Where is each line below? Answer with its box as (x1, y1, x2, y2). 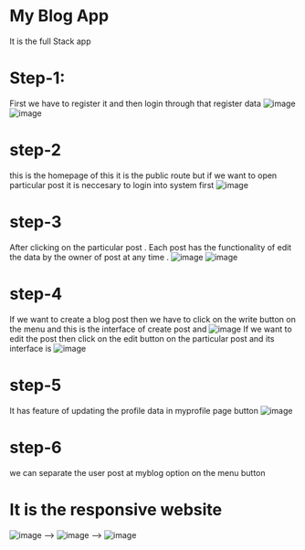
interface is (9, 343, 52, 354)
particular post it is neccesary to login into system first (9, 179, 215, 190)
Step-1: (9, 68, 66, 89)
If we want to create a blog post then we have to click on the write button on (9, 313, 297, 324)
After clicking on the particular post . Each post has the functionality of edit (9, 241, 292, 252)
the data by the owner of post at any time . (9, 251, 170, 262)
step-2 (9, 140, 62, 161)
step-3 (9, 212, 62, 232)
